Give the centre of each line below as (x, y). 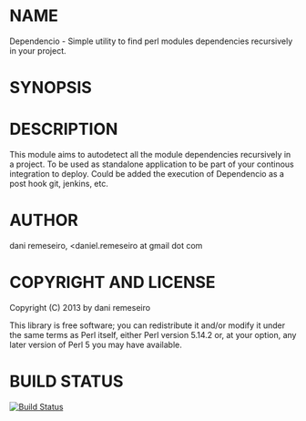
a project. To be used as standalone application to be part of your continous (152, 164)
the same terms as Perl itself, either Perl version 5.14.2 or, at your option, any (153, 334)
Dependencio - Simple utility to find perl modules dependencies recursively (151, 41)
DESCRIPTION (64, 129)
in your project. (38, 50)
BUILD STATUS (66, 381)
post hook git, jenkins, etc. (59, 184)
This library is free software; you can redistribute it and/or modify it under (148, 325)
